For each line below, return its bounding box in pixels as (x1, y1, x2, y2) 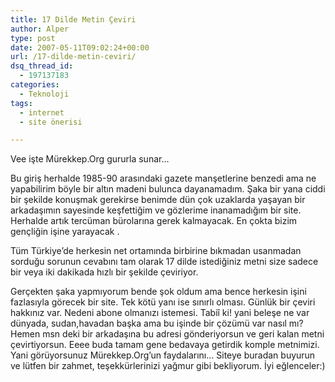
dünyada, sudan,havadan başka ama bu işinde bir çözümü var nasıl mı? (10, 317, 304, 330)
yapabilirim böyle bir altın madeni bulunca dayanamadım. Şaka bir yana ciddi (10, 183, 326, 195)
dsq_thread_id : (10, 61, 74, 71)
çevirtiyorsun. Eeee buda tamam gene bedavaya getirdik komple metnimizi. (10, 339, 320, 351)
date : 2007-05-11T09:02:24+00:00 (10, 42, 150, 53)
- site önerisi (19, 117, 83, 127)
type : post (10, 33, 56, 43)
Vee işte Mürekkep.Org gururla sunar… (10, 153, 170, 165)
